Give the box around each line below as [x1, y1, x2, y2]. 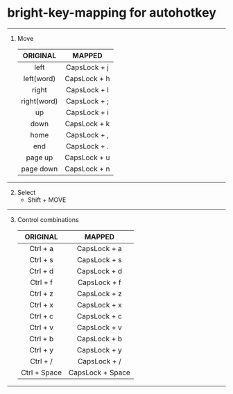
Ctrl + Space [20, 368, 62, 377]
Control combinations [17, 215, 79, 223]
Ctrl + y [29, 345, 54, 354]
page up [26, 153, 53, 162]
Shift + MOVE [27, 196, 67, 204]
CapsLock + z [76, 289, 123, 298]
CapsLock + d [76, 266, 123, 275]
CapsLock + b [76, 334, 123, 343]
